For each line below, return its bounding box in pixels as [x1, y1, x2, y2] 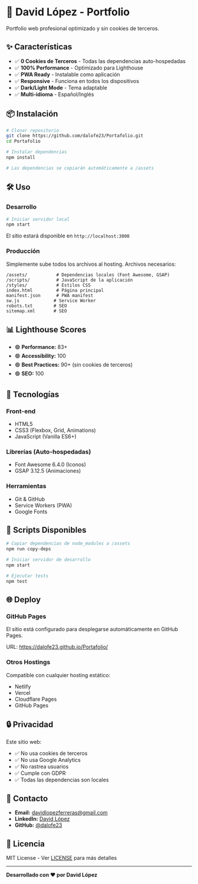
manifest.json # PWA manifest [6, 292, 94, 298]
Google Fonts [14, 508, 48, 515]
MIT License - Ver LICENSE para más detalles [6, 855, 117, 862]
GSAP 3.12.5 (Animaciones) [14, 467, 81, 474]
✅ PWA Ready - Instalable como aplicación [14, 71, 120, 78]
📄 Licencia [6, 839, 45, 849]
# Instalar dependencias [6, 149, 67, 155]
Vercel [14, 689, 31, 696]
